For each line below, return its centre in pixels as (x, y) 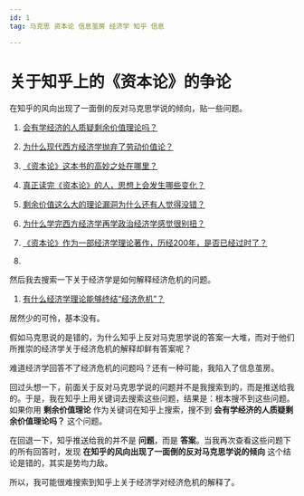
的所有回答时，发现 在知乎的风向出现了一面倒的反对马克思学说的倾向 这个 (146, 452)
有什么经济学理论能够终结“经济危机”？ (94, 299)
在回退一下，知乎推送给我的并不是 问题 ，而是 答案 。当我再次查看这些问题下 (150, 441)
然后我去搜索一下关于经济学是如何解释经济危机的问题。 (112, 280)
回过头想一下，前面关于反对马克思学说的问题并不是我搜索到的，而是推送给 (148, 387)
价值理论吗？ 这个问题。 (62, 421)
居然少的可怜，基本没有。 (57, 319)
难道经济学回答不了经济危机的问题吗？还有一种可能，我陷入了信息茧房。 (144, 368)
